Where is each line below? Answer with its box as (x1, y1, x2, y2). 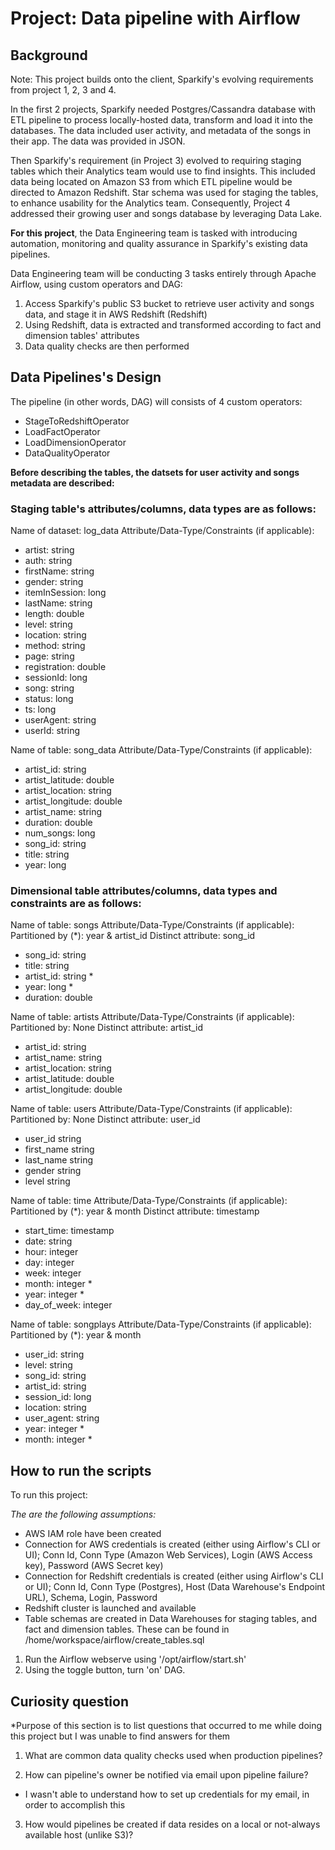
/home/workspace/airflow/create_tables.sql (24, 1634, 205, 1646)
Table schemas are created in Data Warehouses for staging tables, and (24, 1613, 318, 1625)
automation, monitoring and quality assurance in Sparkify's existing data (10, 238, 308, 249)
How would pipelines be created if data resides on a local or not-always (24, 1818, 321, 1831)
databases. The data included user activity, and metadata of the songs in (10, 125, 312, 136)
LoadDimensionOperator (24, 436, 127, 448)
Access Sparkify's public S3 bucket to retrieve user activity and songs (24, 298, 315, 309)
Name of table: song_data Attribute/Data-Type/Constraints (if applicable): (10, 744, 313, 756)
